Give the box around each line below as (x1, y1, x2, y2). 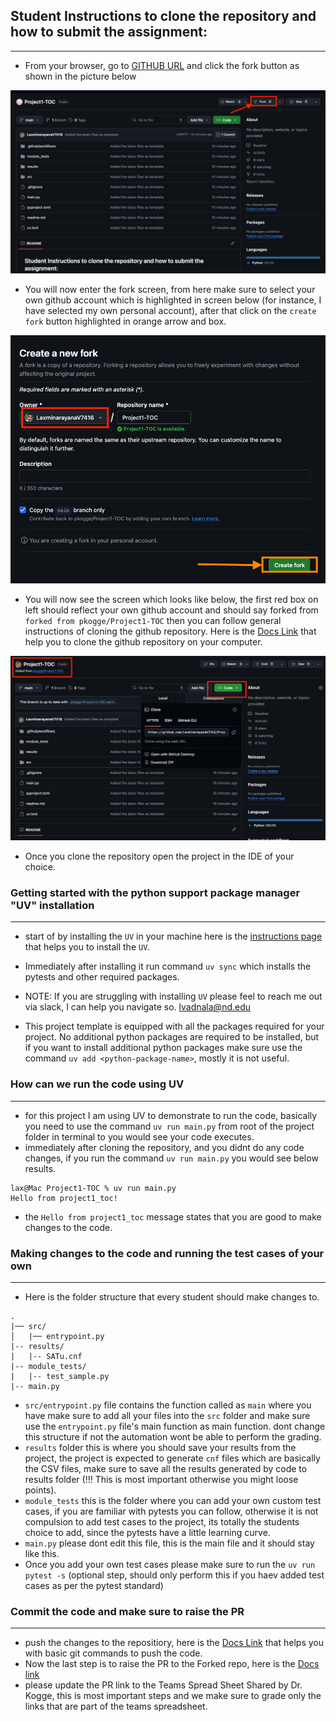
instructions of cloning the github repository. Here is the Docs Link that (24, 625, 317, 638)
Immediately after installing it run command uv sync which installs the (24, 960, 312, 973)
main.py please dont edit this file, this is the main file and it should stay (24, 1537, 315, 1549)
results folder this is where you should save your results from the (24, 1441, 297, 1453)
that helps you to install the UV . (24, 941, 151, 953)
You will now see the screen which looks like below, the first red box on (24, 594, 319, 606)
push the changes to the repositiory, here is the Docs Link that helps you (24, 1637, 324, 1649)
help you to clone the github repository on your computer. (24, 636, 263, 648)
